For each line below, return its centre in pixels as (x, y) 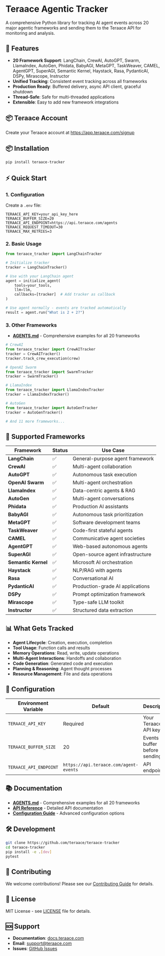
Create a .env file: (24, 205)
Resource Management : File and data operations (62, 674)
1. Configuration (25, 194)
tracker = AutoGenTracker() (34, 412)
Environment (33, 703)
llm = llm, (23, 290)
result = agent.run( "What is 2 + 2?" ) (45, 312)
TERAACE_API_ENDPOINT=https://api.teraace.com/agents (62, 223)
